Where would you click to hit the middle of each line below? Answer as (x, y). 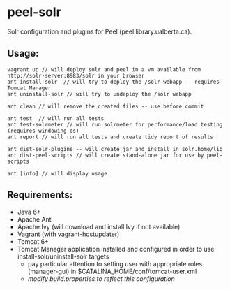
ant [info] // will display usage (58, 173)
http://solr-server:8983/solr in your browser (76, 75)
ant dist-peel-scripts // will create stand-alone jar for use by (106, 155)
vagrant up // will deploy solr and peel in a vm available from (104, 70)
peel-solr (34, 12)
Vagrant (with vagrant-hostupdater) (68, 234)
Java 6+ (29, 212)
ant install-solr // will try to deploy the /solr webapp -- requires (113, 82)
